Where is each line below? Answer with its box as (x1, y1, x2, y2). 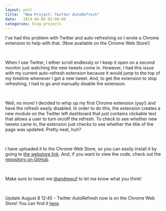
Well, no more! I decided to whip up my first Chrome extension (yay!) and (5, 100, 156, 106)
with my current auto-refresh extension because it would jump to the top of (5, 70, 160, 76)
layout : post (5, 7, 32, 12)
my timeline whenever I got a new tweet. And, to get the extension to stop (5, 75, 157, 81)
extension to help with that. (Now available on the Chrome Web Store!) (5, 40, 150, 46)
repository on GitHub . (5, 157, 50, 163)
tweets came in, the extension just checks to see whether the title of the (5, 121, 154, 127)
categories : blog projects (5, 21, 61, 26)
